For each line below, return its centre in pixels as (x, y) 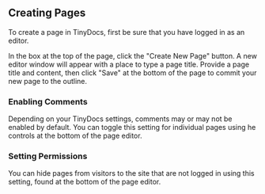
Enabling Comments (48, 101)
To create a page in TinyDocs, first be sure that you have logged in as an (127, 32)
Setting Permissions (48, 156)
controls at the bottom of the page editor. (75, 136)
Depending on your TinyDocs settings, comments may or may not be (120, 119)
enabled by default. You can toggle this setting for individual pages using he (132, 127)
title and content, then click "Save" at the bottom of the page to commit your (132, 72)
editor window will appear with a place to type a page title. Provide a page (129, 64)
